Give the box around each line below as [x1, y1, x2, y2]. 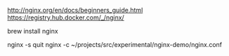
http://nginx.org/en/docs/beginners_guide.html [7, 6, 143, 14]
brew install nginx [7, 27, 58, 35]
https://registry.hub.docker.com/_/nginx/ [7, 13, 124, 22]
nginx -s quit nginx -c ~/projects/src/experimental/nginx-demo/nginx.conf [7, 41, 223, 48]
